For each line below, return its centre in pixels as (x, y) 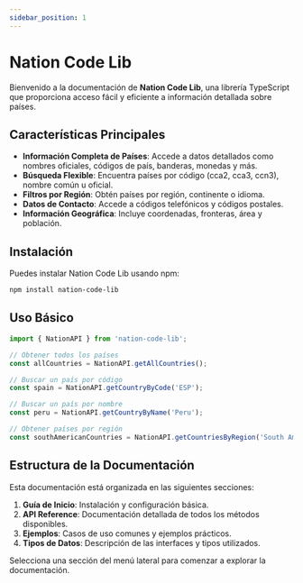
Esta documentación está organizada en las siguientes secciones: (132, 487)
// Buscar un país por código (66, 379)
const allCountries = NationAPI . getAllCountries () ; (108, 363)
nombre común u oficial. (68, 185)
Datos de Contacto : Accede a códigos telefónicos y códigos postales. (153, 205)
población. (42, 223)
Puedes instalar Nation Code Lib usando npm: (95, 273)
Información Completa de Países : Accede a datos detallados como (148, 156)
